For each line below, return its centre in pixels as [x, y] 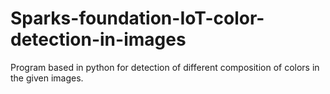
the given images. [47, 78]
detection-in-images [98, 39]
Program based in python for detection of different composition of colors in [165, 67]
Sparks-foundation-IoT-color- [137, 18]
